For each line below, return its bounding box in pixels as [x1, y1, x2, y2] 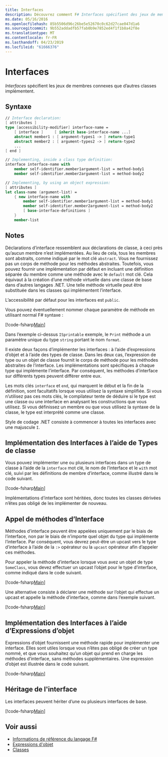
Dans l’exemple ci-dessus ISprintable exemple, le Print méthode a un [5, 331, 151, 337]
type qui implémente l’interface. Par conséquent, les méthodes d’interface [5, 367, 158, 373]
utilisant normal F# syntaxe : [5, 312, 63, 318]
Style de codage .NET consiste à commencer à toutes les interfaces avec [5, 419, 156, 425]
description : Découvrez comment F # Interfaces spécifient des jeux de [5, 12, 155, 17]
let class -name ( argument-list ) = [5, 190, 77, 195]
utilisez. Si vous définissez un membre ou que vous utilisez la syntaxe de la [5, 404, 160, 410]
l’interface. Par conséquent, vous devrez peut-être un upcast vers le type [5, 539, 156, 545]
